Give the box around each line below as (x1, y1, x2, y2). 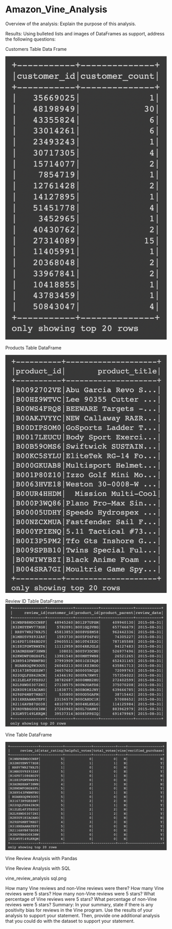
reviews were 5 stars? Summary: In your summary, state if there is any (5, 902, 154, 908)
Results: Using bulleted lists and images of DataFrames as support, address (5, 30, 165, 36)
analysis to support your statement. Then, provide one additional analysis (5, 913, 160, 919)
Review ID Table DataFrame (5, 598, 63, 604)
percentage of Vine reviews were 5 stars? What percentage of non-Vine (5, 896, 157, 902)
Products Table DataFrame (5, 344, 61, 350)
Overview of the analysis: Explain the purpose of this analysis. (5, 21, 137, 27)
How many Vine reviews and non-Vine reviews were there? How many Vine (5, 885, 164, 891)
